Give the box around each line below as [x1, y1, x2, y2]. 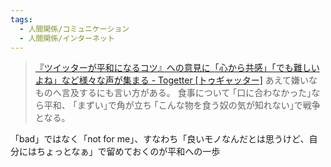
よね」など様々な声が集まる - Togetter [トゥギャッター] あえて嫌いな [34, 74, 318, 86]
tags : [10, 14, 33, 25]
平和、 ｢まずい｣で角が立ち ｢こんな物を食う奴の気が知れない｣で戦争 [43, 99, 321, 111]
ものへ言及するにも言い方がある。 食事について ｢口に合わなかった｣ [34, 87, 312, 99]
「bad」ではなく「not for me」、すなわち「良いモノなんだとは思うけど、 [10, 133, 310, 145]
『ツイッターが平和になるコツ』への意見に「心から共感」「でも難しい [34, 62, 320, 74]
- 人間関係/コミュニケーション [19, 24, 130, 34]
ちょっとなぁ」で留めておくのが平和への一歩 [36, 146, 221, 158]
